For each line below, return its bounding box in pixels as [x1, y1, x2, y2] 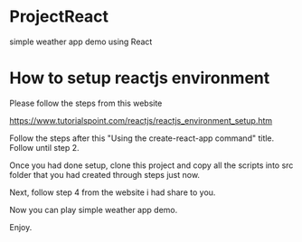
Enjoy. [9, 221, 33, 232]
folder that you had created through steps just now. [9, 169, 201, 180]
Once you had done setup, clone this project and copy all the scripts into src [9, 160, 294, 171]
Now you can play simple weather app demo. [9, 204, 178, 215]
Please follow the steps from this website [9, 98, 163, 108]
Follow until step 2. [9, 142, 80, 153]
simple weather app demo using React [9, 36, 153, 47]
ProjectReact [9, 6, 109, 27]
